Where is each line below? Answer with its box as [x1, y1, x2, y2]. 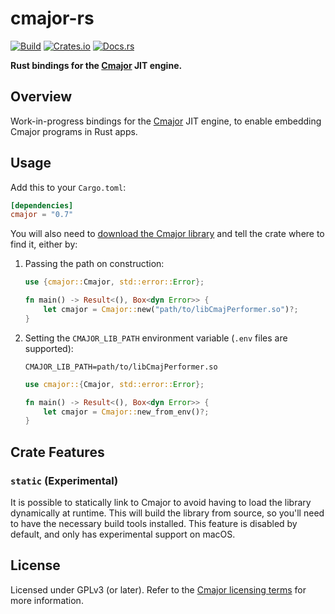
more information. [10, 594, 84, 606]
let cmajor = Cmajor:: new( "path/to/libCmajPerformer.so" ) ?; [43, 305, 299, 315]
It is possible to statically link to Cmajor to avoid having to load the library [10, 497, 312, 508]
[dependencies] [10, 200, 74, 211]
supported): [24, 342, 74, 354]
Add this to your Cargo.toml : [10, 181, 127, 193]
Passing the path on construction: [24, 258, 165, 270]
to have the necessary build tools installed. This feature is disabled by [10, 518, 298, 529]
